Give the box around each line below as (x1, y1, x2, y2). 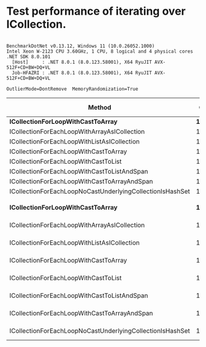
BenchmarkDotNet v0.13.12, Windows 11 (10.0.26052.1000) (6, 43, 155, 49)
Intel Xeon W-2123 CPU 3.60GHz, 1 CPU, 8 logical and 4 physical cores (6, 48, 193, 55)
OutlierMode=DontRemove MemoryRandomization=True (6, 86, 139, 92)
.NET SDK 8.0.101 (6, 53, 51, 59)
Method (88, 103, 112, 112)
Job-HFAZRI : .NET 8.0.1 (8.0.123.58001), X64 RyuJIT (12, 69, 152, 76)
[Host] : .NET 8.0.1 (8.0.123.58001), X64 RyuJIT (12, 59, 152, 65)
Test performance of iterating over (6, 4, 186, 18)
